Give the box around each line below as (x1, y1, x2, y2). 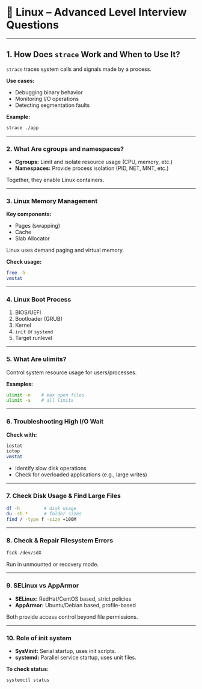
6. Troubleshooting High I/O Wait (6, 417, 104, 426)
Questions (6, 18, 59, 32)
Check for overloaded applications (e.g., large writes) (14, 471, 147, 478)
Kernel (14, 321, 32, 329)
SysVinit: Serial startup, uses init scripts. (14, 647, 117, 654)
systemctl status (6, 677, 50, 683)
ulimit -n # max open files (6, 392, 85, 398)
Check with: (6, 431, 37, 438)
